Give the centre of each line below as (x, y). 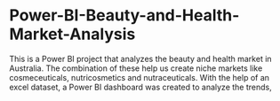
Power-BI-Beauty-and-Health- (124, 16)
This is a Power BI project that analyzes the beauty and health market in (141, 58)
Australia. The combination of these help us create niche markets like (136, 68)
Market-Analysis (72, 34)
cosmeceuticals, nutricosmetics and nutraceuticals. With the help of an (139, 77)
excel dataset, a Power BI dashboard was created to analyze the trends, (141, 87)
